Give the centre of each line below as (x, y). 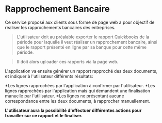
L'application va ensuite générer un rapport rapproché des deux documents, (81, 71)
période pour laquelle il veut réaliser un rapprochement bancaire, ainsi (87, 42)
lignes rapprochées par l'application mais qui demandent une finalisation (78, 91)
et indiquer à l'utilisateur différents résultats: (49, 76)
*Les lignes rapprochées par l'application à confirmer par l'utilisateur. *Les (80, 85)
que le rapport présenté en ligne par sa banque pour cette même (82, 47)
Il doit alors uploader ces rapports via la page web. (68, 61)
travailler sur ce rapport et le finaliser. (44, 115)
